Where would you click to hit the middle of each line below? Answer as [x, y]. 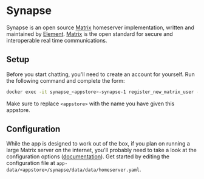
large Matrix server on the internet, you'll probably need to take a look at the [102, 150]
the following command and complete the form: [66, 80]
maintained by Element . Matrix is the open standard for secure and [90, 33]
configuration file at [31, 163]
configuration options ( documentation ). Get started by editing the [88, 156]
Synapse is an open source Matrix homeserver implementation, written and [100, 27]
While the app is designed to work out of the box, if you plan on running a [98, 144]
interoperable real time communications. [57, 40]
